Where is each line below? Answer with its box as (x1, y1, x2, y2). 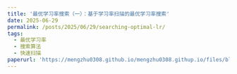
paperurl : (7, 56, 37, 63)
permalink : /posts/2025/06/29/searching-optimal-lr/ (7, 23, 166, 30)
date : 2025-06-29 (7, 17, 59, 24)
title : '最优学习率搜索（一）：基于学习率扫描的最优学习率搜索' (7, 10, 170, 18)
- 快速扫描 (13, 50, 42, 57)
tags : (7, 30, 23, 37)
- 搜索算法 (13, 43, 42, 50)
